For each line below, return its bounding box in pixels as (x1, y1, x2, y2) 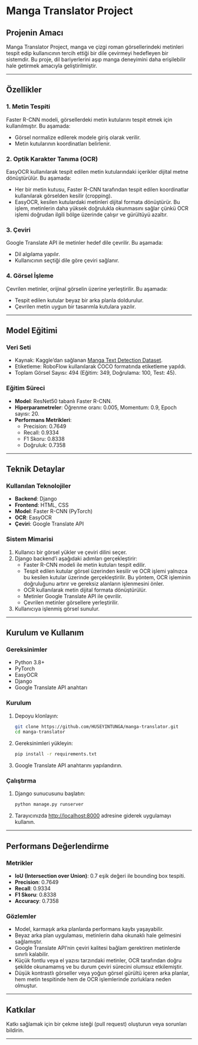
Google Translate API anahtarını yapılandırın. (14, 762, 123, 769)
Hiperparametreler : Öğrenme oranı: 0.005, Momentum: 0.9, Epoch (14, 404, 177, 411)
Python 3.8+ (14, 659, 45, 666)
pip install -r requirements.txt (14, 751, 97, 757)
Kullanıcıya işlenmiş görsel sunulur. (14, 605, 100, 612)
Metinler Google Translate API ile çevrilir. (23, 592, 123, 599)
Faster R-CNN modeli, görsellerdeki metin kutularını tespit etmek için (6, 116, 173, 123)
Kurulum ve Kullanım (6, 628, 84, 638)
